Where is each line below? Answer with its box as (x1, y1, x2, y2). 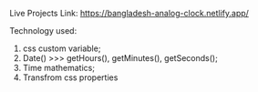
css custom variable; (22, 43, 101, 54)
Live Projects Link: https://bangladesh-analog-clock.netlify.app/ (9, 8, 249, 18)
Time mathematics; (22, 63, 96, 73)
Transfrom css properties (22, 72, 119, 83)
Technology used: (9, 26, 77, 36)
